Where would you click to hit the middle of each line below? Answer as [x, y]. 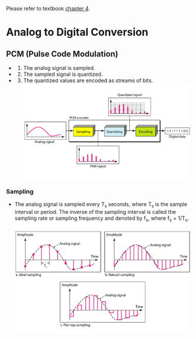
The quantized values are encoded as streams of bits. [88, 80]
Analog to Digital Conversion [77, 32]
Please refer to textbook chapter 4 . [48, 9]
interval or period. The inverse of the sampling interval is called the [95, 212]
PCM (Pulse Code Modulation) [62, 54]
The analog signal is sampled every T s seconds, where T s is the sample [101, 205]
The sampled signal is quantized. [63, 74]
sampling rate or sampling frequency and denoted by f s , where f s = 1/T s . [102, 219]
